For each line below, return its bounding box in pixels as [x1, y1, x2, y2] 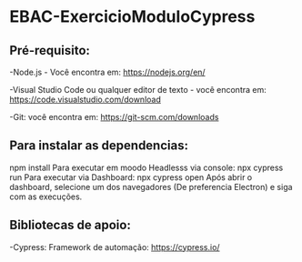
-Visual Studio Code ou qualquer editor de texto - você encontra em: [9, 85, 267, 95]
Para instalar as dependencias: [9, 138, 189, 154]
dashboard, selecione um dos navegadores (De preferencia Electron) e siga [9, 181, 293, 192]
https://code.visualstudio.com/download [9, 94, 161, 105]
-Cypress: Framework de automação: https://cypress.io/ [9, 241, 220, 252]
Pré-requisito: [9, 43, 91, 58]
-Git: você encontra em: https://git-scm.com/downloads [9, 112, 219, 122]
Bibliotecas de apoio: [9, 217, 132, 233]
